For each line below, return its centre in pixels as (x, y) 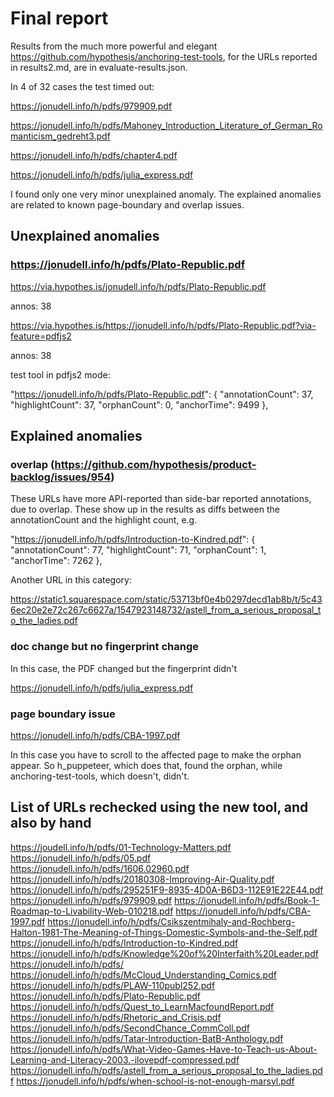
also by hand (51, 823)
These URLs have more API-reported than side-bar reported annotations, (161, 499)
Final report (59, 18)
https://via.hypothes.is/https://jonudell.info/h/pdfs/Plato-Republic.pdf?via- (163, 325)
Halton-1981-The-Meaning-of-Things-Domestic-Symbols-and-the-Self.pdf (164, 932)
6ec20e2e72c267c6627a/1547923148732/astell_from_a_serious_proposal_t (166, 610)
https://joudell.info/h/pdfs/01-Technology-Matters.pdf (121, 847)
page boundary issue (63, 714)
